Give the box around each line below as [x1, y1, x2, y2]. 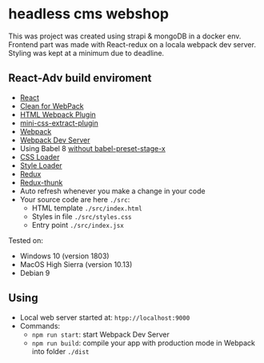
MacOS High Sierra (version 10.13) [19, 259, 133, 269]
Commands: [19, 321, 61, 330]
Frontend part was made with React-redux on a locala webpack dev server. [8, 39, 256, 49]
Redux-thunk [19, 178, 63, 187]
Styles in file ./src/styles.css [31, 211, 132, 221]
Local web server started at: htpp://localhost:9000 [19, 313, 190, 322]
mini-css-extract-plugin [19, 118, 98, 128]
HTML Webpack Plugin [19, 110, 96, 119]
